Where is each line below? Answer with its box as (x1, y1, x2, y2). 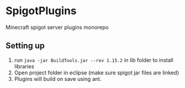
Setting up (5, 41, 45, 51)
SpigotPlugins (5, 4, 77, 18)
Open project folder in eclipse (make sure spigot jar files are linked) (14, 69, 180, 76)
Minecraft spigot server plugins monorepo (5, 24, 109, 31)
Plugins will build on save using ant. (14, 75, 102, 82)
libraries (14, 63, 35, 70)
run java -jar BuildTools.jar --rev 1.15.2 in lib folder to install (14, 56, 174, 63)
